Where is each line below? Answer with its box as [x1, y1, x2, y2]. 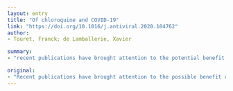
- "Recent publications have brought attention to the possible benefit [7, 73, 222, 80]
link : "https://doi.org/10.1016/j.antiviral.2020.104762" [7, 23, 178, 30]
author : [7, 29, 30, 37]
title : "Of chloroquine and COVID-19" [7, 17, 119, 23]
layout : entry [7, 10, 49, 17]
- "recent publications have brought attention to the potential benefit [7, 54, 225, 62]
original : [7, 67, 36, 74]
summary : [7, 48, 33, 55]
